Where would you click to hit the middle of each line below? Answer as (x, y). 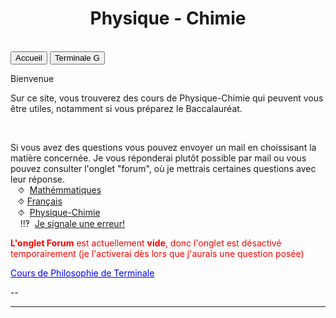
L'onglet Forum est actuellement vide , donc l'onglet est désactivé (146, 243)
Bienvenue (32, 78)
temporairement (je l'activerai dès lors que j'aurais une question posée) (157, 253)
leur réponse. (38, 179)
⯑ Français (40, 201)
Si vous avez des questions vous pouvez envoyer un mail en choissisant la (163, 147)
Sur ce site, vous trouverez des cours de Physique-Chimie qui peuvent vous (167, 98)
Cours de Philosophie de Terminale (82, 273)
